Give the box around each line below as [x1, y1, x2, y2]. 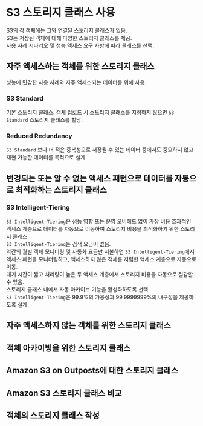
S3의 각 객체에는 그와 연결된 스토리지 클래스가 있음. [6, 27, 127, 34]
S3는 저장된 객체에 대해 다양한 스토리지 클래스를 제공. [6, 34, 132, 41]
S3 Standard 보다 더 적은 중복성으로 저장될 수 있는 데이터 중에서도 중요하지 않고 [6, 146, 194, 153]
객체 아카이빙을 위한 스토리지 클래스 [6, 343, 131, 353]
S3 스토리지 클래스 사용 [6, 5, 116, 19]
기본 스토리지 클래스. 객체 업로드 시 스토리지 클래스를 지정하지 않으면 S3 [6, 108, 175, 116]
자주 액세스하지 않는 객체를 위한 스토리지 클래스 [6, 321, 171, 331]
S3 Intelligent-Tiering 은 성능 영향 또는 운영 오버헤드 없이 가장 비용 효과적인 [6, 218, 192, 225]
